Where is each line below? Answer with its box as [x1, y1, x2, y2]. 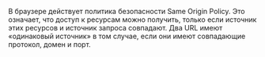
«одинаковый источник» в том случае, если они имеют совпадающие [8, 31, 246, 41]
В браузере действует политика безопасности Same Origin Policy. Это [8, 7, 245, 16]
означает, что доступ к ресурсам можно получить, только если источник [8, 15, 257, 24]
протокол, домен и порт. [8, 40, 91, 49]
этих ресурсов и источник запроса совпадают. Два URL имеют [8, 23, 223, 32]
